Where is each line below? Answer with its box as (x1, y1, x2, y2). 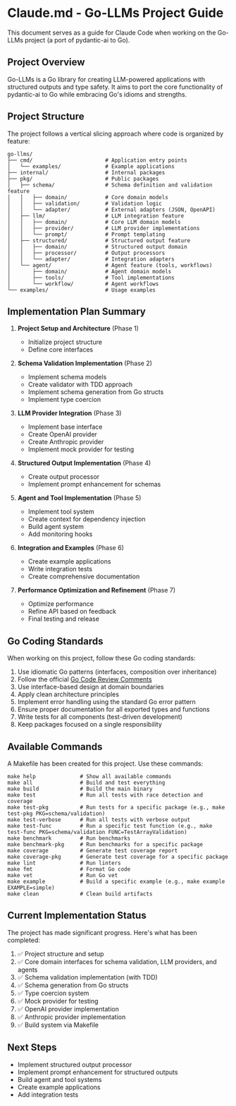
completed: (7, 936, 40, 944)
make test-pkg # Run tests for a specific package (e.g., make (7, 804, 225, 811)
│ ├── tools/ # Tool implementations (7, 274, 175, 281)
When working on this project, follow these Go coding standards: (7, 654, 196, 662)
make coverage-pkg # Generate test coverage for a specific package (7, 853, 229, 860)
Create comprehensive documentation (27, 572, 140, 581)
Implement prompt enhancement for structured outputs (17, 1068, 178, 1076)
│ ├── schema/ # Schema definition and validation (7, 182, 213, 189)
